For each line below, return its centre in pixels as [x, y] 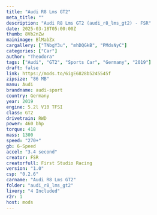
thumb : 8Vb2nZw [25, 34]
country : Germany [28, 96]
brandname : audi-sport [34, 90]
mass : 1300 [20, 135]
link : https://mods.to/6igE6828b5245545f [59, 73]
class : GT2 [20, 113]
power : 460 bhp [25, 124]
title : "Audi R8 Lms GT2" [38, 12]
